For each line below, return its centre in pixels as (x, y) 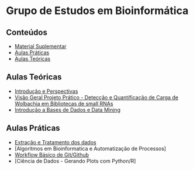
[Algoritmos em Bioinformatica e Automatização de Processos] (90, 148)
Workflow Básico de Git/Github (52, 155)
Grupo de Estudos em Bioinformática (97, 11)
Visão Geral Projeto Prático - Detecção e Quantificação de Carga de (96, 97)
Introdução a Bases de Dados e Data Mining (67, 110)
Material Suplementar (40, 46)
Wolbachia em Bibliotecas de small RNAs (64, 103)
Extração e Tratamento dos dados (55, 142)
